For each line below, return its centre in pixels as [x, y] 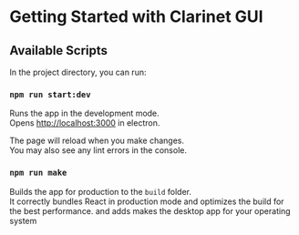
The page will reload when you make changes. [97, 141]
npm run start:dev [50, 94]
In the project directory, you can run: [78, 72]
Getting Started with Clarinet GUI [136, 17]
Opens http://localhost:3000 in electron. [85, 123]
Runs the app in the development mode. [84, 113]
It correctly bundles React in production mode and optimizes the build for [147, 201]
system [23, 220]
